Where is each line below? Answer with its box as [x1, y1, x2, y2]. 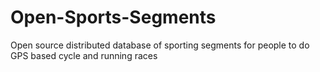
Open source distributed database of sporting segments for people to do [10, 39, 310, 51]
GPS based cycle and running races [10, 49, 158, 61]
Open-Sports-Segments [10, 6, 217, 29]
